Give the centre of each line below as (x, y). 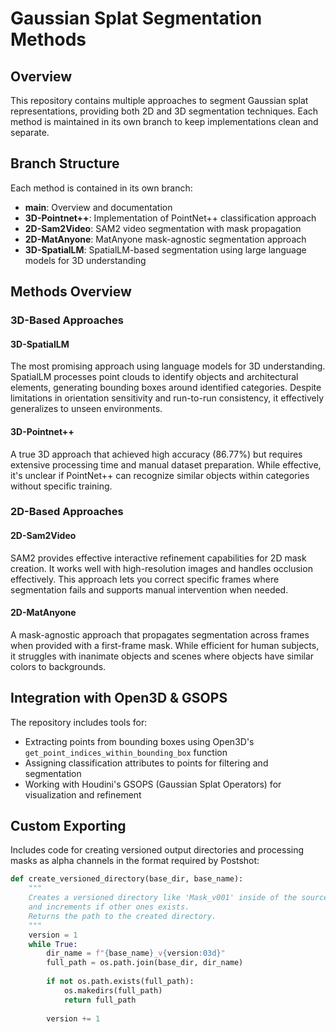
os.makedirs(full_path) (113, 990)
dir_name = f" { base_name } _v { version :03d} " (136, 953)
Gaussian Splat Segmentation (136, 18)
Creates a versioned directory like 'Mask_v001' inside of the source (178, 898)
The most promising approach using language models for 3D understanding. (168, 366)
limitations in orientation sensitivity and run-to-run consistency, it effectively (167, 398)
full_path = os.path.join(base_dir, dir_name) (145, 963)
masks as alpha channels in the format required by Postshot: (135, 861)
